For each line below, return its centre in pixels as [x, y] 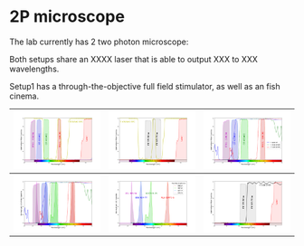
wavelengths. [34, 69]
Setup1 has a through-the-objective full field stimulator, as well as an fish [145, 86]
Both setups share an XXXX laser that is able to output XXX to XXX [133, 59]
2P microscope [67, 17]
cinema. [24, 96]
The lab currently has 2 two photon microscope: [99, 42]
